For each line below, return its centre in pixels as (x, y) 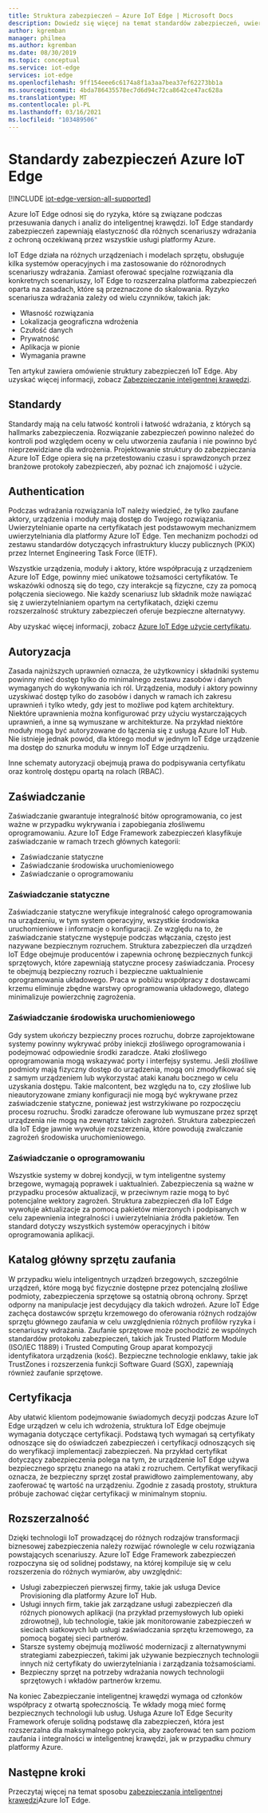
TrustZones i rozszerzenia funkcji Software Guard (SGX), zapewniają (121, 1364)
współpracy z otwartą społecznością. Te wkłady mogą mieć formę (117, 1705)
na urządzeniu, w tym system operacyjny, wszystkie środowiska (114, 920)
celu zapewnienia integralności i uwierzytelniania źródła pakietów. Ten (124, 1217)
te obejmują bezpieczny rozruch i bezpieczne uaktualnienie (106, 972)
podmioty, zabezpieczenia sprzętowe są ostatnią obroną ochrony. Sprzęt (128, 1296)
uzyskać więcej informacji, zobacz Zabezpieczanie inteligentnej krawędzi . (130, 379)
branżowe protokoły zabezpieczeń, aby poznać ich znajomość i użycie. (125, 466)
